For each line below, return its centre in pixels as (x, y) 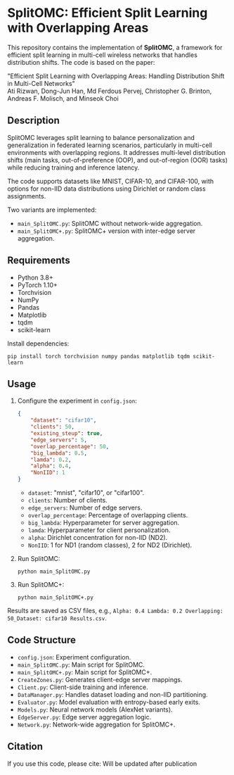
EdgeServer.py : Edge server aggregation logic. (84, 717)
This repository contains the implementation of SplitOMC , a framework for (115, 47)
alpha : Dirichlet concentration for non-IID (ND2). (98, 537)
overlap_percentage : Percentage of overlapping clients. (108, 515)
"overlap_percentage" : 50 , (70, 446)
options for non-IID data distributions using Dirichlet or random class (106, 189)
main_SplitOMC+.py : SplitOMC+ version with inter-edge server (106, 231)
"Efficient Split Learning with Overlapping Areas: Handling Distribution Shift (116, 76)
